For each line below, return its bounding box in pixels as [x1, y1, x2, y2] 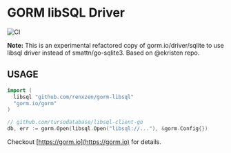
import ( [7, 87, 32, 94]
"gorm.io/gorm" [13, 100, 57, 107]
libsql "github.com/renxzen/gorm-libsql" [13, 93, 134, 100]
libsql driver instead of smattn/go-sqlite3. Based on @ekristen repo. [7, 48, 200, 57]
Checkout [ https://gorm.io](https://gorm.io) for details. [7, 138, 162, 146]
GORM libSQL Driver [7, 5, 125, 21]
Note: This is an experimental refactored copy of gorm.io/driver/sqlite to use [7, 41, 224, 49]
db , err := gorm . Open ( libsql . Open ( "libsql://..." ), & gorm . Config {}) [7, 125, 208, 132]
